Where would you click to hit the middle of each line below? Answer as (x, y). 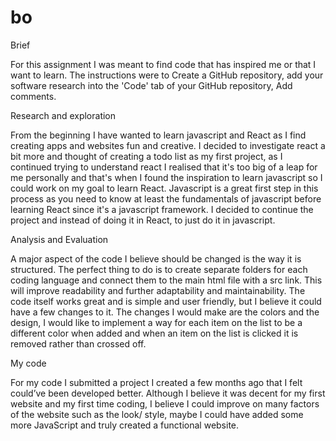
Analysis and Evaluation (59, 239)
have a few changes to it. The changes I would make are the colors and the (165, 312)
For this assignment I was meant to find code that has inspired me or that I (163, 64)
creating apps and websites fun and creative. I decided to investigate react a (168, 145)
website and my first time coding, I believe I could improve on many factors (165, 403)
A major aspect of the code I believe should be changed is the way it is (156, 258)
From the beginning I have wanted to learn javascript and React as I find (158, 135)
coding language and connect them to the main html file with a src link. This (166, 280)
